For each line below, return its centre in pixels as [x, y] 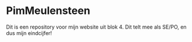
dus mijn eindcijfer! [29, 33]
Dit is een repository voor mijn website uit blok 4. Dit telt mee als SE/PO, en [96, 27]
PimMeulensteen [48, 11]
